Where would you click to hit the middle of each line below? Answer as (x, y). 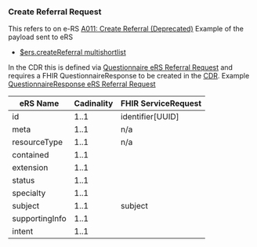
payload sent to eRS (40, 37)
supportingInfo (39, 219)
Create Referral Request (55, 12)
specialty (29, 193)
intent (23, 231)
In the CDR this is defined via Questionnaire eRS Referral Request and (121, 67)
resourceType (38, 142)
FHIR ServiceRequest (161, 104)
